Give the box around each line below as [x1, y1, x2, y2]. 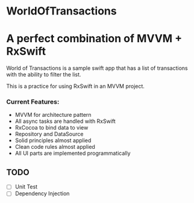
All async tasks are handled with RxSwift [14, 117, 116, 125]
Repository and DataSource [14, 131, 84, 138]
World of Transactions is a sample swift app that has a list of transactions [6, 64, 188, 72]
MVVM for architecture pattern [14, 111, 92, 119]
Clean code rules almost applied [14, 143, 95, 151]
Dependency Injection [14, 190, 70, 197]
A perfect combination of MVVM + [6, 32, 183, 46]
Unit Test [14, 183, 38, 190]
